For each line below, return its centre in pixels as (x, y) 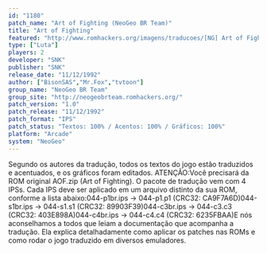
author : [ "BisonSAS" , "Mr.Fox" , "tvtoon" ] (76, 82)
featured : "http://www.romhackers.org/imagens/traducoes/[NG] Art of (126, 38)
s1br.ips (21, 206)
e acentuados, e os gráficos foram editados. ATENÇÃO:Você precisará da (129, 173)
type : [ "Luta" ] (33, 45)
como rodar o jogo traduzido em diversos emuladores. (97, 240)
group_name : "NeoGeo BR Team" (58, 90)
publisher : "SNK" (37, 68)
